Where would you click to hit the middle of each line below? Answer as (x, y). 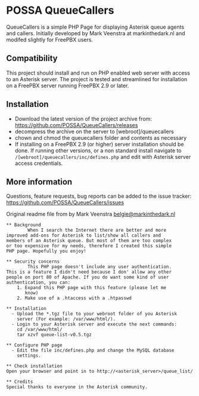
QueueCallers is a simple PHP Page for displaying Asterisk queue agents (95, 27)
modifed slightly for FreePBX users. (50, 39)
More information (39, 182)
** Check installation (34, 366)
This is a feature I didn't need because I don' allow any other (89, 272)
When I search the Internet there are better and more (97, 231)
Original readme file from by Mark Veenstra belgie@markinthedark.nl (91, 214)
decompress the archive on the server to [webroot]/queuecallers (94, 131)
